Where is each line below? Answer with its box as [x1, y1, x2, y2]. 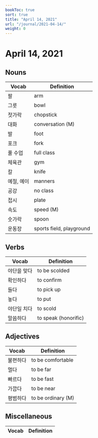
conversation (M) [34, 121, 75, 128]
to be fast [31, 375, 54, 382]
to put [37, 295, 51, 302]
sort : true [5, 12, 28, 17]
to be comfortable [31, 356, 74, 363]
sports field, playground [34, 225, 90, 232]
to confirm [37, 276, 62, 283]
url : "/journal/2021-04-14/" [5, 21, 66, 27]
